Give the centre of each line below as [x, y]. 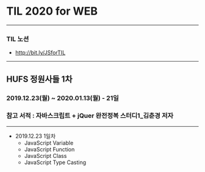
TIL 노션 [18, 39]
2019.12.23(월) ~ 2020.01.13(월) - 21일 [63, 98]
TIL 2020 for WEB [52, 11]
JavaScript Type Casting [55, 162]
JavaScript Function [49, 149]
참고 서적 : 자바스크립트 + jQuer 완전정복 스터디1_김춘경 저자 [90, 116]
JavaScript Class [45, 156]
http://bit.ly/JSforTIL [40, 52]
